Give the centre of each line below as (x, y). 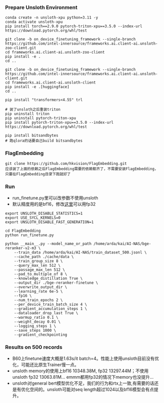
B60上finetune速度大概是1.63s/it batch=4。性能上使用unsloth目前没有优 (85, 358)
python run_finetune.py (30, 235)
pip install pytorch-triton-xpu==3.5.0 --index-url (59, 123)
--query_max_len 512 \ (37, 265)
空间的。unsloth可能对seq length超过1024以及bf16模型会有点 (92, 390)
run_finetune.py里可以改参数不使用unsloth (55, 198)
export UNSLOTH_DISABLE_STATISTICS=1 (44, 213)
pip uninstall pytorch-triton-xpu (41, 118)
